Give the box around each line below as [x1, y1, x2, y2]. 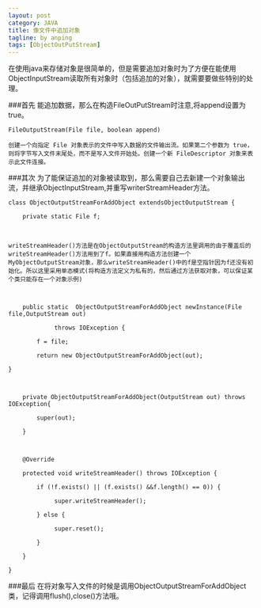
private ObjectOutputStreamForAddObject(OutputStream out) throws [22, 393, 246, 401]
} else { [36, 511, 66, 519]
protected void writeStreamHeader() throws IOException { [22, 469, 217, 477]
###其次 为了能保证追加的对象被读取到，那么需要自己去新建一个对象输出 [8, 173, 245, 183]
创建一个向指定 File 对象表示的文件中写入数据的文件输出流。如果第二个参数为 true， [8, 142, 253, 150]
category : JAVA [8, 19, 59, 27]
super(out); [36, 414, 77, 422]
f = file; [36, 338, 69, 346]
